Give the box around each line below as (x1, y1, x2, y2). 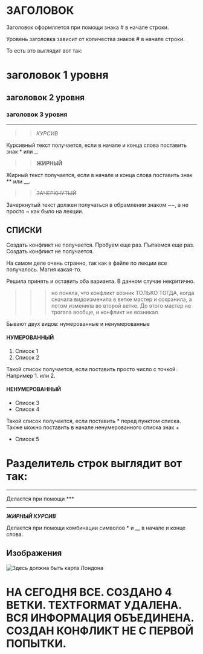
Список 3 (14, 400, 40, 407)
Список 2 (14, 354, 39, 361)
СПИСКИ (6, 225, 42, 236)
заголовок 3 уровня (6, 110, 68, 118)
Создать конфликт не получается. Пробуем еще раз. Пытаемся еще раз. (6, 241, 195, 248)
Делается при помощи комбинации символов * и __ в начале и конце (6, 524, 186, 531)
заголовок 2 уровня (6, 92, 85, 103)
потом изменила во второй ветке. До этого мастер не (51, 302, 192, 309)
